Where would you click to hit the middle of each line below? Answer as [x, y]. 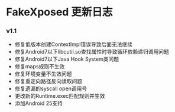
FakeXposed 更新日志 [59, 12]
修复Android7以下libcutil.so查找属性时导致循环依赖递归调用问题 [92, 52]
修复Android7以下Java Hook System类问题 [67, 59]
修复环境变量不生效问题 [43, 74]
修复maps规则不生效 [40, 67]
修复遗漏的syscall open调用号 [51, 88]
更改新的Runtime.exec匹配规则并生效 [60, 96]
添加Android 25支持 [39, 103]
